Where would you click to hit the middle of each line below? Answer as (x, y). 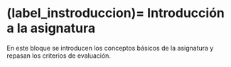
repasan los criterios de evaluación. (59, 56)
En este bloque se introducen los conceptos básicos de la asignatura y (110, 48)
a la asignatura (51, 28)
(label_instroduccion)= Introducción (116, 13)
